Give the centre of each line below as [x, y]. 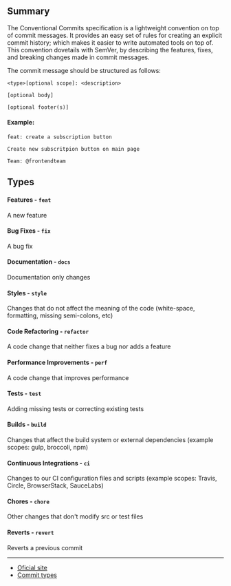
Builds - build [27, 425]
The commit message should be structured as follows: [84, 70]
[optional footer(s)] [38, 107]
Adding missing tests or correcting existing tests [76, 408]
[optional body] [30, 95]
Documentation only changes [49, 278]
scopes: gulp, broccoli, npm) [48, 448]
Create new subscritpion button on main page [73, 149]
